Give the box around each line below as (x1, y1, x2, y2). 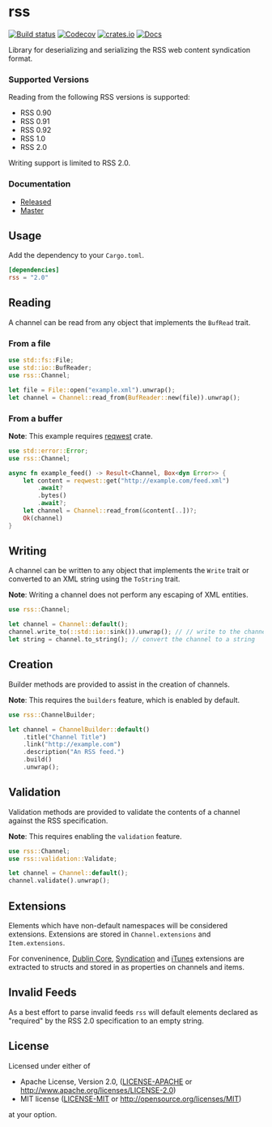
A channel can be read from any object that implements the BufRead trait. (8, 317, 251, 327)
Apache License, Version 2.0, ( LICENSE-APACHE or (19, 1077, 193, 1086)
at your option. (8, 1109, 57, 1119)
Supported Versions (8, 74, 89, 85)
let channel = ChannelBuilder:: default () (8, 725, 151, 734)
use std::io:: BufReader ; (8, 364, 92, 372)
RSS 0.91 (19, 117, 50, 126)
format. (8, 54, 33, 63)
